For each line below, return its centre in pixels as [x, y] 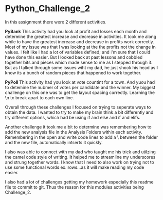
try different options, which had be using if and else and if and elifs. [73, 117]
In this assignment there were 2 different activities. [56, 22]
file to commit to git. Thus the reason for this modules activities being [74, 187]
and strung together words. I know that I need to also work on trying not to [80, 162]
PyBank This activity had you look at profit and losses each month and [76, 31]
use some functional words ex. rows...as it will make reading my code [75, 167]
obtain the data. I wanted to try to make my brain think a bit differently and [79, 112]
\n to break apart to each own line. [40, 97]
